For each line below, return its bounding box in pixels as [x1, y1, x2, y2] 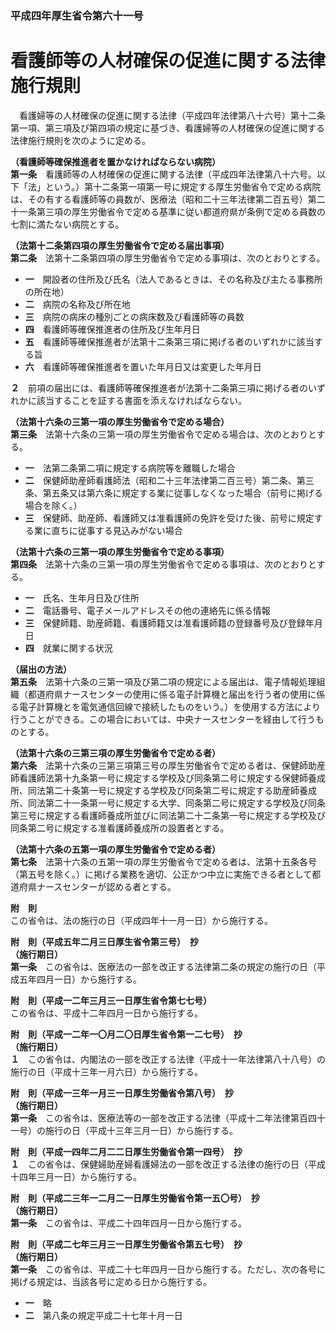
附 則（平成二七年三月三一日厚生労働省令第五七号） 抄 [10, 1238, 243, 1250]
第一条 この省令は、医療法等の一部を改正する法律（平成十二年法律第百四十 [10, 1112, 326, 1124]
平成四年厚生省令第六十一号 [10, 8, 144, 22]
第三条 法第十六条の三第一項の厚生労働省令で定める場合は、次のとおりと [10, 428, 317, 440]
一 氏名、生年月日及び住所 [24, 592, 140, 604]
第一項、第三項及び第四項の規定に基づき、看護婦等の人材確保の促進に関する [10, 122, 326, 134]
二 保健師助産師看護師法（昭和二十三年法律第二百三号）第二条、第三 [24, 474, 315, 486]
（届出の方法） [10, 663, 72, 675]
